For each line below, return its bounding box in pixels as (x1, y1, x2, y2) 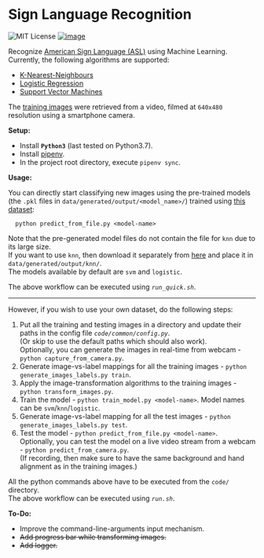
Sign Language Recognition (8, 5, 192, 24)
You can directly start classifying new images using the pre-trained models (8, 188, 251, 197)
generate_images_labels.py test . (19, 420, 128, 429)
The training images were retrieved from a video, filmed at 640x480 (8, 102, 223, 111)
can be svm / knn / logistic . (19, 403, 101, 413)
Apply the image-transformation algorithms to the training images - (19, 378, 237, 388)
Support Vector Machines (19, 86, 103, 96)
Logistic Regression (19, 78, 84, 88)
